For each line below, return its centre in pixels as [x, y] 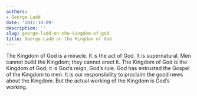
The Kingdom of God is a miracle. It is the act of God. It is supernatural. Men [99, 56]
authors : [17, 11]
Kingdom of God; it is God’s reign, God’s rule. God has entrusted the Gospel [98, 68]
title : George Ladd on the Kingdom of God [59, 39]
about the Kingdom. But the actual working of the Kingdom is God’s [88, 81]
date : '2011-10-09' [30, 22]
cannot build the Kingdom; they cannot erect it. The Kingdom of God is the [97, 62]
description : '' [26, 28]
